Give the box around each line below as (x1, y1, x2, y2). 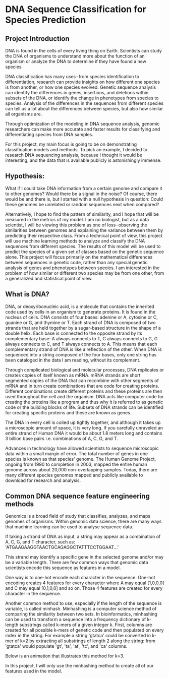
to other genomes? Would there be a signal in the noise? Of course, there (5, 191, 157, 197)
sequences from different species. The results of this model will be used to (5, 243, 161, 249)
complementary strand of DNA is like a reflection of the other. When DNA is (5, 346, 162, 352)
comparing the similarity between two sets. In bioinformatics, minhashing (5, 611, 157, 617)
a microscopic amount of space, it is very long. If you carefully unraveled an (5, 424, 163, 430)
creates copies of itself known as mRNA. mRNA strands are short (5, 372, 141, 378)
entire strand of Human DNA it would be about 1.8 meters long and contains (5, 430, 162, 436)
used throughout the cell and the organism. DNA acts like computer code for (5, 393, 164, 399)
